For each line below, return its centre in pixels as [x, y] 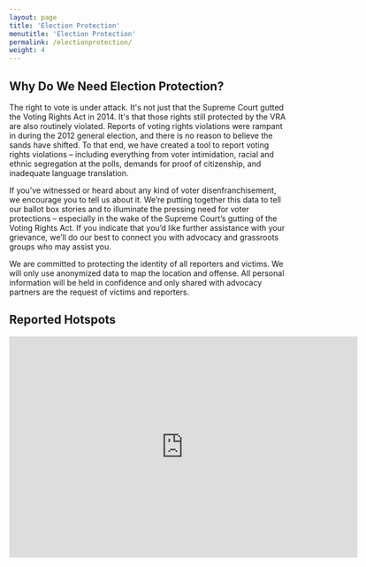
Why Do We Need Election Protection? [117, 86]
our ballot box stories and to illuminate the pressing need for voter [130, 209]
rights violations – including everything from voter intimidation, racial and [141, 154]
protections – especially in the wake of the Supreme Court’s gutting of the [143, 218]
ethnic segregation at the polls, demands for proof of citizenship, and [135, 164]
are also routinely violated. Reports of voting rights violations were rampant [146, 126]
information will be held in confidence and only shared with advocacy [136, 282]
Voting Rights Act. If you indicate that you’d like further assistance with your [147, 227]
